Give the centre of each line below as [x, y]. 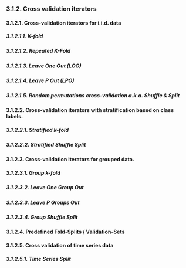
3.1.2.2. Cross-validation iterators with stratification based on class [90, 110]
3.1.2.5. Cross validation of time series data [60, 246]
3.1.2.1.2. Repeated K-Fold [38, 51]
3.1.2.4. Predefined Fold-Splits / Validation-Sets [65, 232]
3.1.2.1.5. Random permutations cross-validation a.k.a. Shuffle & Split [93, 95]
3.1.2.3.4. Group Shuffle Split [42, 217]
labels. [15, 116]
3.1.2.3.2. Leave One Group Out [45, 188]
